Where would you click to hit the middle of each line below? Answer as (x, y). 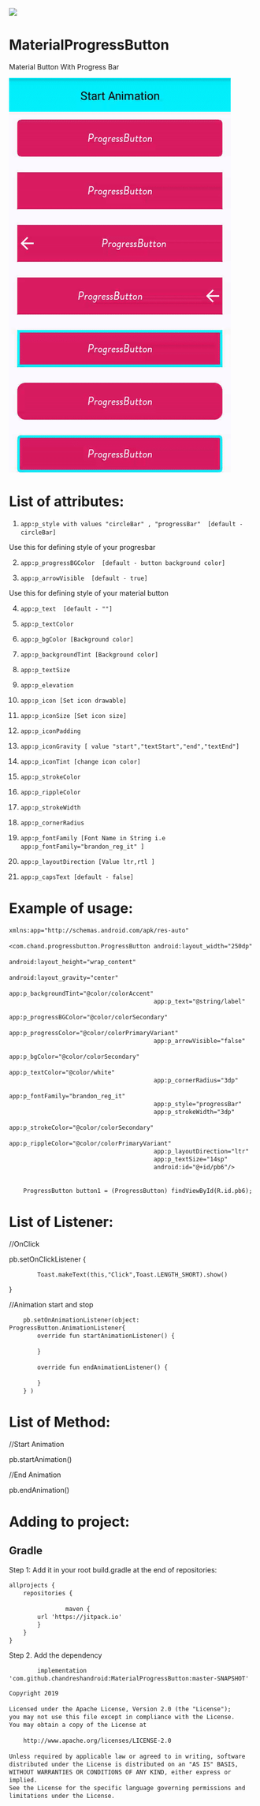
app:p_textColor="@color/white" (62, 1072)
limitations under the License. (62, 1796)
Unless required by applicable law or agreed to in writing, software (127, 1756)
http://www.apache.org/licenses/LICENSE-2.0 (97, 1741)
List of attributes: (67, 502)
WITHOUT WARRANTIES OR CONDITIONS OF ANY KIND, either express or (120, 1772)
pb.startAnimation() (41, 1459)
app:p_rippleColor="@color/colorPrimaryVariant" (90, 1143)
